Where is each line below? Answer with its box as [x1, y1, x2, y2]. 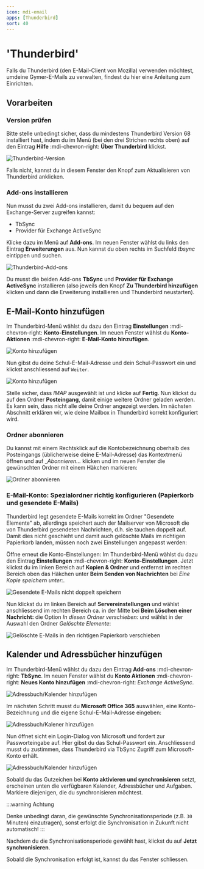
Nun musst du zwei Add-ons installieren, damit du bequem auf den [6, 202, 175, 210]
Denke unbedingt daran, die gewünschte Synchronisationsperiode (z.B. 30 [6, 812, 192, 819]
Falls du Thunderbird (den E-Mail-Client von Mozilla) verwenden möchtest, [6, 67, 194, 74]
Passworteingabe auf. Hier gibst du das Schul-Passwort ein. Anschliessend [6, 739, 195, 746]
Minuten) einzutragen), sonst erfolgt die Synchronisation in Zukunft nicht [6, 819, 189, 826]
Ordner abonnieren [6, 431, 64, 439]
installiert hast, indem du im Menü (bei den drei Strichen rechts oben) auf [6, 136, 190, 144]
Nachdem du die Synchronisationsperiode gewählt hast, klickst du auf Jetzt [6, 837, 197, 845]
